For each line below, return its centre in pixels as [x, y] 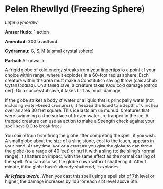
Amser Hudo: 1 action [27, 32]
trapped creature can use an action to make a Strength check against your [80, 121]
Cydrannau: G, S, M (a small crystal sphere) [50, 51]
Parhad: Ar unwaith [25, 60]
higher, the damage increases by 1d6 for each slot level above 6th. [72, 181]
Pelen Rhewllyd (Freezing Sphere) [75, 9]
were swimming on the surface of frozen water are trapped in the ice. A [77, 115]
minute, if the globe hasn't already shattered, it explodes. [62, 167]
